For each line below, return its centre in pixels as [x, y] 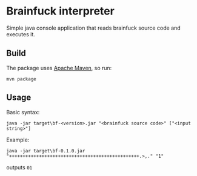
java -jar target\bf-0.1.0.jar [46, 151]
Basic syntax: [23, 112]
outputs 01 [19, 167]
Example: [18, 140]
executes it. [21, 34]
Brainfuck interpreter [61, 11]
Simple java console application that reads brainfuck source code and [93, 28]
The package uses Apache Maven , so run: [59, 68]
